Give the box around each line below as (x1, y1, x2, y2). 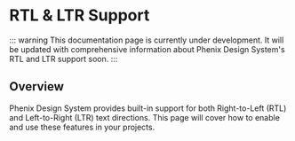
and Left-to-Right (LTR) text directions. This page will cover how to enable (9, 112, 280, 122)
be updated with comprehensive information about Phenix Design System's (9, 43, 286, 54)
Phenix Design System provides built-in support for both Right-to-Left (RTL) (9, 103, 287, 114)
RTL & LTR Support (9, 5, 150, 26)
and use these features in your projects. (9, 121, 155, 132)
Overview (9, 79, 65, 94)
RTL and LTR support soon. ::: (9, 53, 118, 64)
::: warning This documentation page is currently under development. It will (9, 35, 284, 45)
